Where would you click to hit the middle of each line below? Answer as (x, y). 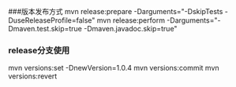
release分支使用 (39, 50)
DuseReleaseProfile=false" (52, 20)
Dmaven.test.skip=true (45, 29)
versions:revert (33, 76)
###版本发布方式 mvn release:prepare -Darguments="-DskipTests (116, 11)
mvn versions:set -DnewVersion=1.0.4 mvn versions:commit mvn (114, 68)
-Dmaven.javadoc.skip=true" (131, 29)
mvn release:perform (131, 20)
